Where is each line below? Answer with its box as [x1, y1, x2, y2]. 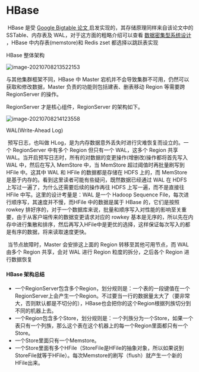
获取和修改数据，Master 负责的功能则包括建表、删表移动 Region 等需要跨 [6, 83, 185, 90]
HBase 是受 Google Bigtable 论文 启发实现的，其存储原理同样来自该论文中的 [7, 24, 194, 31]
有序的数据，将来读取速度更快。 [11, 228, 90, 235]
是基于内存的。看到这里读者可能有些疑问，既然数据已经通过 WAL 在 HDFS [6, 176, 187, 183]
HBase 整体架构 [6, 51, 45, 58]
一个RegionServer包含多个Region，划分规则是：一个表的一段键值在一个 [14, 285, 190, 292]
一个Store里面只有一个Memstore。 [14, 337, 100, 344]
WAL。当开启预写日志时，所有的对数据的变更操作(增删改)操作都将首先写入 [6, 154, 188, 161]
